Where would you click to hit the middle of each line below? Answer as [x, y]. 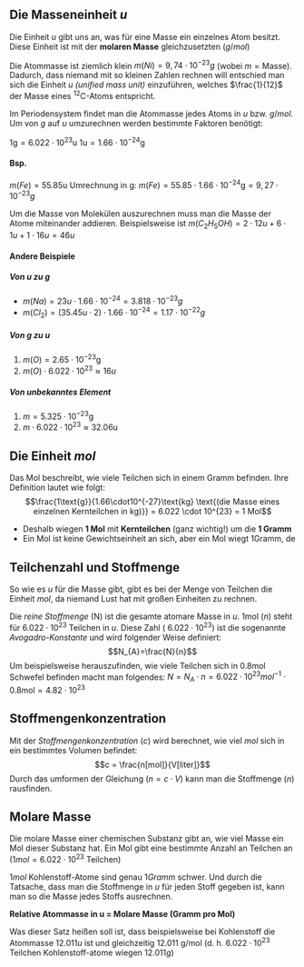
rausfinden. [31, 788]
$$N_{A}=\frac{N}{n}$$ [152, 651]
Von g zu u [30, 335]
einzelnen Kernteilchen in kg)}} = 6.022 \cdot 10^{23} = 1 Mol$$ [152, 512]
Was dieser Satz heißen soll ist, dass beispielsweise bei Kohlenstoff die [142, 932]
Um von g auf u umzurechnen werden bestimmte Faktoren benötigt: [136, 124]
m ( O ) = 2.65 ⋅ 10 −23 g [62, 359]
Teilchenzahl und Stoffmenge [95, 567]
